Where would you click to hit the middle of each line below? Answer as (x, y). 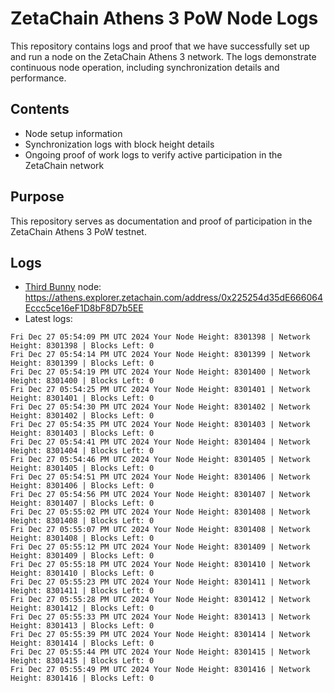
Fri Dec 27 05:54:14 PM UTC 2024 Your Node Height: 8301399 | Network (160, 355)
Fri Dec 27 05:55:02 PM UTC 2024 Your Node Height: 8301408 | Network (160, 512)
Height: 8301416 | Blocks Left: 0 (82, 678)
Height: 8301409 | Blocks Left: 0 (82, 556)
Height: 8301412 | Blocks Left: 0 (82, 608)
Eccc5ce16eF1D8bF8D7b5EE (84, 308)
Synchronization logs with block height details (119, 144)
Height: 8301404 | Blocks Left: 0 (82, 451)
